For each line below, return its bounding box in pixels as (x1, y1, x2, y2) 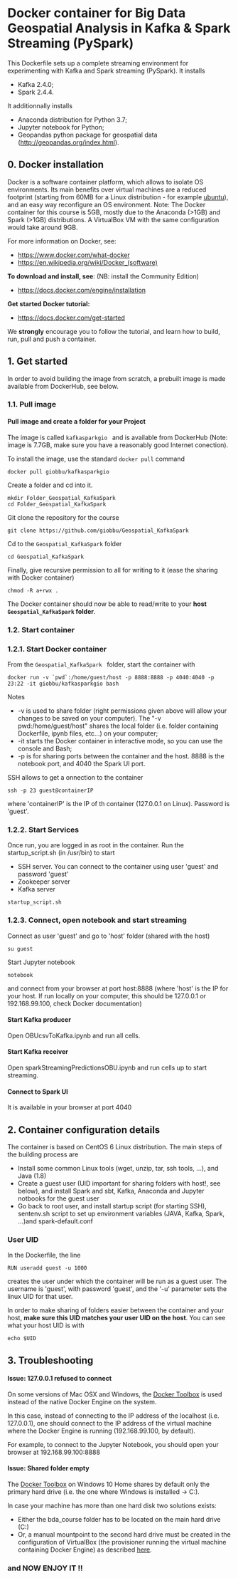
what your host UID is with (7, 1321, 85, 1329)
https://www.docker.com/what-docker (17, 251, 130, 259)
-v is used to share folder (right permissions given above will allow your (17, 706, 227, 715)
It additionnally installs (7, 101, 73, 110)
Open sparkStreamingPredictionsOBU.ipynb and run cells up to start (7, 1063, 207, 1072)
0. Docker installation (7, 159, 104, 171)
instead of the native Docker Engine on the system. (7, 1397, 157, 1406)
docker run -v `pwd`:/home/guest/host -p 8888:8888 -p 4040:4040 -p (7, 674, 215, 681)
